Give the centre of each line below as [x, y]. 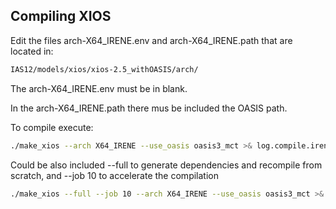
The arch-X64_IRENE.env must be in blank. [99, 88]
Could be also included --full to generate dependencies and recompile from [166, 165]
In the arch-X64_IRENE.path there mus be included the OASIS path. [149, 108]
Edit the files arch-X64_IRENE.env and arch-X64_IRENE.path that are [151, 40]
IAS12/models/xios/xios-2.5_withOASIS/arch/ [104, 69]
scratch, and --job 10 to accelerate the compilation [114, 175]
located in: [32, 51]
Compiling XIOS [61, 16]
